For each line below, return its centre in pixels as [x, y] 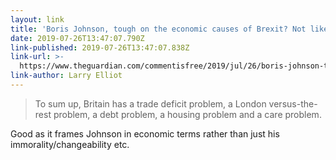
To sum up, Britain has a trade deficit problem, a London [150, 103]
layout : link [37, 19]
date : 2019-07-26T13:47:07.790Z [77, 38]
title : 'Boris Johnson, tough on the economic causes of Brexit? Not [158, 29]
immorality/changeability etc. [70, 144]
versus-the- [293, 103]
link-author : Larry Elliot [66, 76]
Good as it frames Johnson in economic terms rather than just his [145, 133]
